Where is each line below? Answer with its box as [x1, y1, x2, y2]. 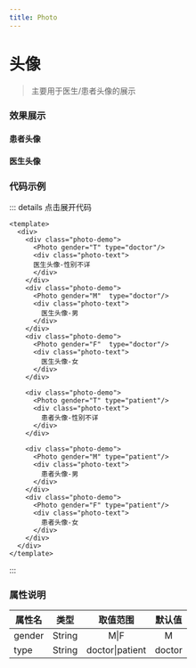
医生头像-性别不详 [32, 260, 91, 269]
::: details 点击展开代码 [9, 201, 92, 212]
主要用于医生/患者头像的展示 [30, 86, 136, 96]
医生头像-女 [41, 357, 78, 366]
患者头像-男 [41, 469, 78, 478]
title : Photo [9, 12, 58, 22]
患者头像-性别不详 [41, 413, 99, 422]
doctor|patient [86, 644, 147, 656]
